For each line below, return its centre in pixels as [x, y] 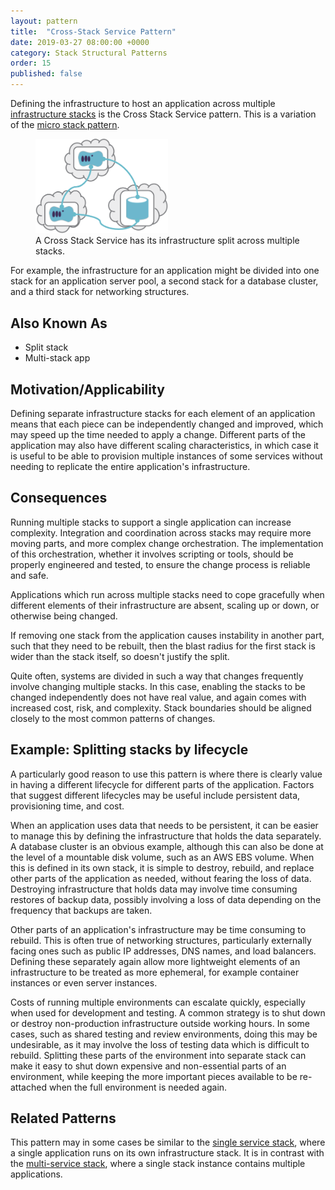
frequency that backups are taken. [81, 910]
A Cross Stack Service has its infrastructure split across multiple [167, 241]
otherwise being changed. [64, 616]
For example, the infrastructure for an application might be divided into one [165, 271]
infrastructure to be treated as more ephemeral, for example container [155, 972]
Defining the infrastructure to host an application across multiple [143, 103]
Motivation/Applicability [87, 389]
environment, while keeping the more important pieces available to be [154, 1076]
